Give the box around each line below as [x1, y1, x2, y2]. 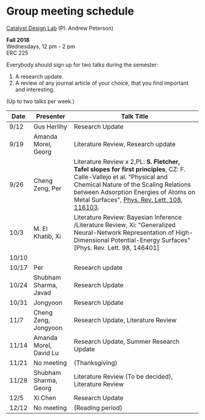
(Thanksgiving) [74, 358, 118, 367]
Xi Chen [33, 393, 57, 402]
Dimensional [74, 236, 110, 244]
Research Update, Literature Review [74, 316, 177, 324]
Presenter [36, 112, 66, 120]
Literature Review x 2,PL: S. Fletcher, [74, 157, 181, 166]
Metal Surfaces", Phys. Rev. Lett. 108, [74, 195, 183, 204]
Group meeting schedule [6, 4, 134, 18]
